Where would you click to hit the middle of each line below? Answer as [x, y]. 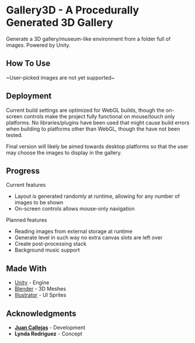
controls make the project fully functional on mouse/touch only [99, 116]
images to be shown [39, 203]
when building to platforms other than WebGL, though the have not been [93, 129]
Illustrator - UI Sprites [40, 295]
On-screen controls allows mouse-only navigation [75, 209]
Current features [26, 185]
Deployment [29, 96]
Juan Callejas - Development [50, 327]
